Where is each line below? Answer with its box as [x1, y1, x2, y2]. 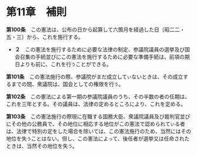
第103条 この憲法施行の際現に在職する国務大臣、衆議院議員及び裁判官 [6, 113, 181, 120]
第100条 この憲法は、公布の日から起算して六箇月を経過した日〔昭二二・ [6, 26, 185, 33]
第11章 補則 [6, 5, 67, 19]
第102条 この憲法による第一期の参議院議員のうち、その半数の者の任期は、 [6, 93, 190, 100]
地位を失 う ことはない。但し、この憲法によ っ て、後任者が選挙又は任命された [6, 135, 190, 142]
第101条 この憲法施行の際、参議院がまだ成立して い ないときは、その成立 [6, 73, 183, 80]
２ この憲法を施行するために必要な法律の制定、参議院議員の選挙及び [14, 45, 185, 53]
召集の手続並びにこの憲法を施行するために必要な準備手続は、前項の [19, 53, 185, 60]
